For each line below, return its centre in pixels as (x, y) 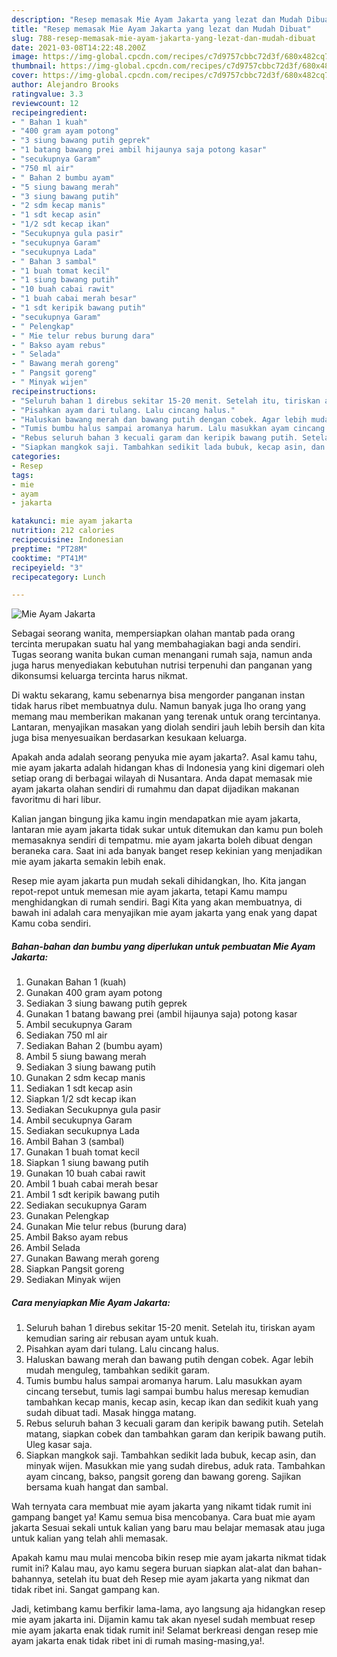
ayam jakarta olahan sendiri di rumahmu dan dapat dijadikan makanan (155, 789)
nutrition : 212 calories (63, 531)
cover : (25, 76)
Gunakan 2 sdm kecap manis (85, 1078)
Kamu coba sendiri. (51, 923)
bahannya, (33, 1579)
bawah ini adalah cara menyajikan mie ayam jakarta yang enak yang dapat (164, 913)
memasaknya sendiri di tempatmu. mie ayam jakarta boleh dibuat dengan (162, 840)
